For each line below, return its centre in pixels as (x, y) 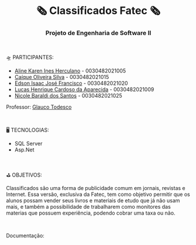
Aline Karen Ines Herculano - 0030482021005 (70, 71)
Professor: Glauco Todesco (39, 107)
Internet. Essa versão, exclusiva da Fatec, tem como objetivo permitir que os (98, 194)
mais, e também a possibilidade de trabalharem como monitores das (88, 207)
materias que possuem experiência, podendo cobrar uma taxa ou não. (91, 213)
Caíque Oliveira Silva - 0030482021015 (62, 77)
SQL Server (28, 144)
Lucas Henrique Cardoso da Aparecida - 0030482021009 (84, 89)
